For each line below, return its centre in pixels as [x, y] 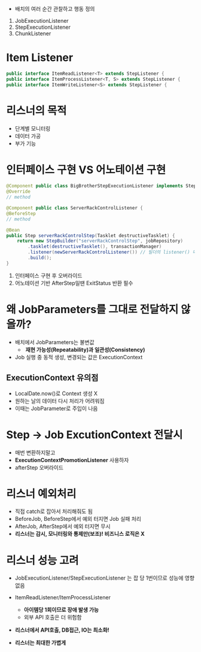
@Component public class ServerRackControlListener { [75, 208]
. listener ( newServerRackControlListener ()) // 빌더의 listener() [109, 252]
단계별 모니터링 [33, 128]
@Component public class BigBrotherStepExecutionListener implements [95, 186]
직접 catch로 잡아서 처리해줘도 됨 [54, 511]
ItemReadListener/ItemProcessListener [63, 598]
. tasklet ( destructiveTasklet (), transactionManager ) [95, 247]
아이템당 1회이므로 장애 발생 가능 [61, 610]
